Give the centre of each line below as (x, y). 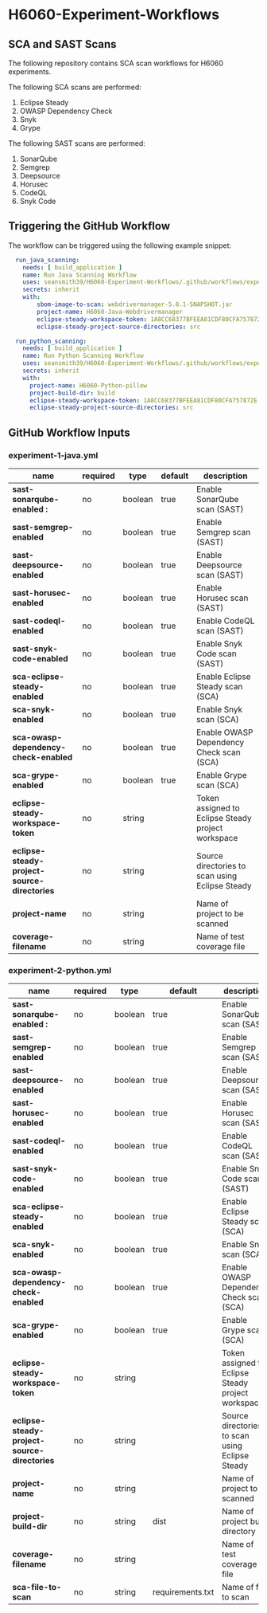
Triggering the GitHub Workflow (89, 226)
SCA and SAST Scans (62, 44)
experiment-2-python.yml (60, 970)
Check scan (218, 752)
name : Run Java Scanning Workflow (79, 275)
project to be (220, 914)
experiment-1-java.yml (53, 455)
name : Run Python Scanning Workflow (83, 356)
